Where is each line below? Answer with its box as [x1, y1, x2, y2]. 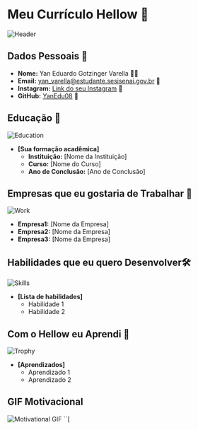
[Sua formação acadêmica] [17, 144, 100, 153]
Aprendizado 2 [28, 376, 72, 384]
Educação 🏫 [7, 112, 62, 124]
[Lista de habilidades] [17, 293, 83, 301]
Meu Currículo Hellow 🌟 [7, 6, 149, 23]
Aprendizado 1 [28, 368, 71, 376]
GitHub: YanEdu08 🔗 [17, 91, 79, 100]
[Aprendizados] [17, 361, 66, 368]
